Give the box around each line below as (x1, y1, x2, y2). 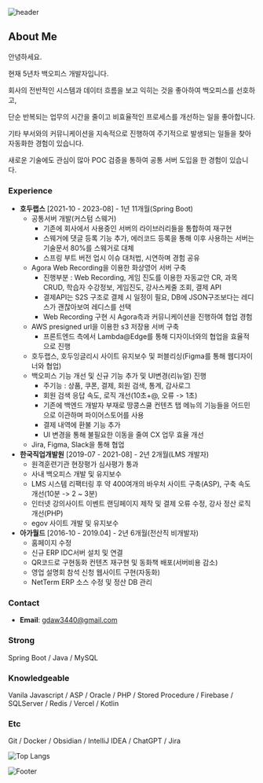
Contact (8, 597, 40, 608)
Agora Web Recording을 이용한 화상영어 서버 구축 (31, 263, 187, 273)
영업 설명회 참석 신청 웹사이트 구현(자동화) (31, 568, 161, 577)
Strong (8, 635, 35, 646)
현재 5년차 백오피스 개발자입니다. (8, 68, 109, 78)
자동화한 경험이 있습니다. (8, 138, 84, 148)
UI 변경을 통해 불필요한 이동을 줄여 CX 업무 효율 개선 (42, 430, 204, 439)
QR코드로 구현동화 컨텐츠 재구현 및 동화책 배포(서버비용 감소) (31, 558, 218, 568)
